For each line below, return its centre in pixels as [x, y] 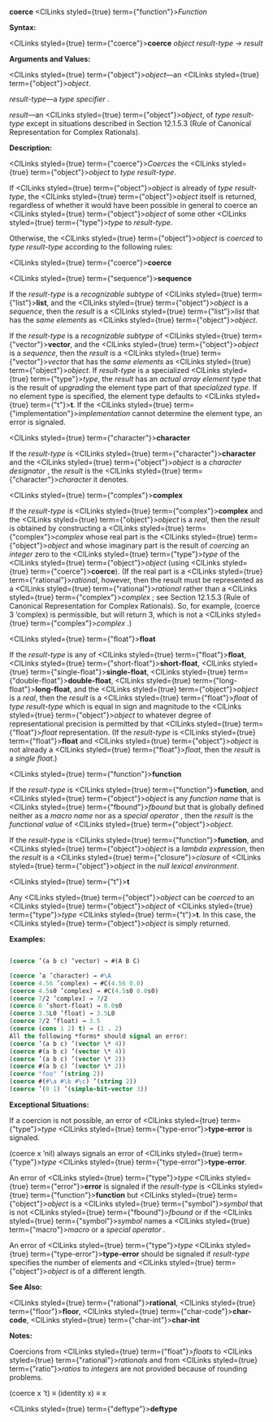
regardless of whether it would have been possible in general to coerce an [134, 205]
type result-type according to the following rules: [91, 247]
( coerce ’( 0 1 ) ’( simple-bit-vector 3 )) [79, 1089]
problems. [26, 1377]
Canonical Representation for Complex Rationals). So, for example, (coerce [135, 606]
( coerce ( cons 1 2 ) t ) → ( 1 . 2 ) [66, 1029]
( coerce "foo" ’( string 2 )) [57, 1074]
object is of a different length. [97, 1271]
